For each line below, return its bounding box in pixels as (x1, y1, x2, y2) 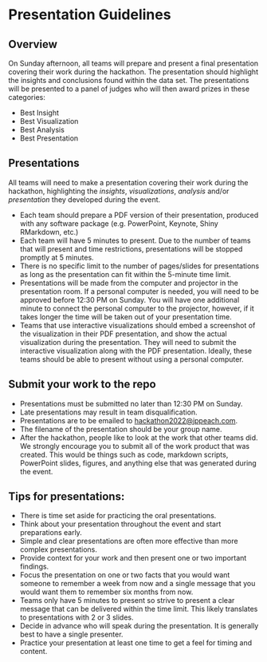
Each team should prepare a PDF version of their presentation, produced (19, 210, 259, 220)
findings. (19, 561, 49, 572)
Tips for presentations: (8, 490, 125, 504)
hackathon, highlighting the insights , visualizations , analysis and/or (8, 186, 230, 196)
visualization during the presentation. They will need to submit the (19, 337, 237, 347)
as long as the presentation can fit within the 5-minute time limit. (19, 269, 231, 279)
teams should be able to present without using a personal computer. (19, 354, 245, 364)
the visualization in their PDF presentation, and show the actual (19, 329, 227, 339)
